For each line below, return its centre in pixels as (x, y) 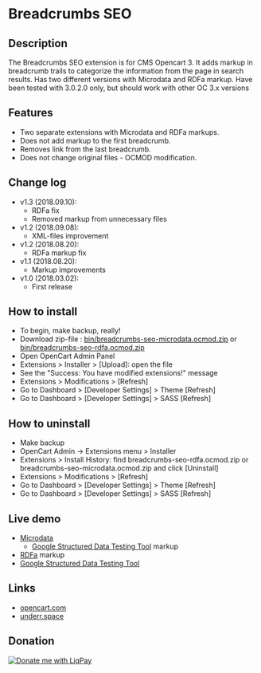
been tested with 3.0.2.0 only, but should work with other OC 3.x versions (129, 88)
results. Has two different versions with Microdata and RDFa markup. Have (130, 79)
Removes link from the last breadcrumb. (85, 149)
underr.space (42, 616)
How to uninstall (49, 423)
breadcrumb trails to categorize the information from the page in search (126, 71)
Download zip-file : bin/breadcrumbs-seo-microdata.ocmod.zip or (128, 339)
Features (31, 113)
